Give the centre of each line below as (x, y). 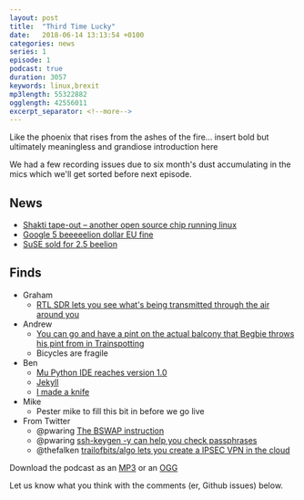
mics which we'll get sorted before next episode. (101, 174)
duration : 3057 (38, 78)
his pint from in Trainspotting (90, 343)
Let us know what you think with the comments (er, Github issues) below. (147, 485)
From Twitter (46, 421)
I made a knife (63, 391)
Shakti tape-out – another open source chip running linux (130, 225)
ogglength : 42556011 (49, 103)
